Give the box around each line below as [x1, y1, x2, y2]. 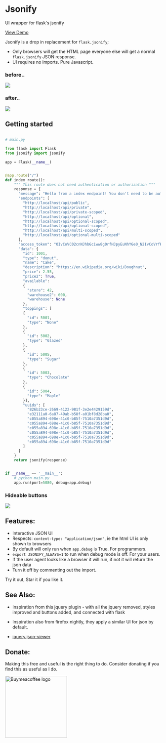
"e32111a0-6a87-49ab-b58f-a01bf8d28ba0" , [27, 412, 114, 417]
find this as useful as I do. [5, 666, 58, 672]
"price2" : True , [23, 274, 56, 279]
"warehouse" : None [27, 297, 65, 302]
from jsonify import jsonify [5, 151, 65, 156]
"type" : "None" [27, 320, 58, 325]
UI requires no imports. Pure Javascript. [12, 59, 94, 65]
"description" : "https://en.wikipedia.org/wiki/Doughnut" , [23, 265, 147, 270]
